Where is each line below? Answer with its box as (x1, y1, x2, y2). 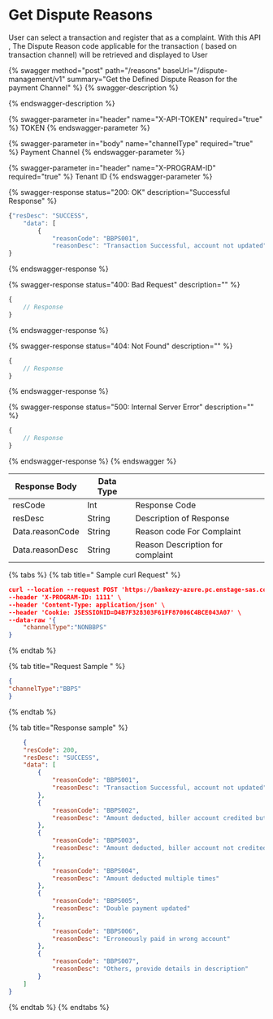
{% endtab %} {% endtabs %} (8, 1002, 110, 1012)
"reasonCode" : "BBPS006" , (51, 927, 140, 935)
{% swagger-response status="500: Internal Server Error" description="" (8, 402, 254, 412)
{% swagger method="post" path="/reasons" (8, 65, 161, 75)
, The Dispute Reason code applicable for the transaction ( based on (8, 41, 237, 50)
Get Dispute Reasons (8, 6, 153, 24)
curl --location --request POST (8, 586, 118, 594)
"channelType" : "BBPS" (8, 684, 82, 693)
